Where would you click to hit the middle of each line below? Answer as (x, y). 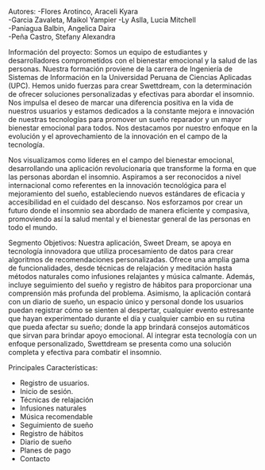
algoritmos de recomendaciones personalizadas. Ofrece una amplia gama (129, 260)
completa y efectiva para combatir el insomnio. (85, 352)
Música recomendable (56, 417)
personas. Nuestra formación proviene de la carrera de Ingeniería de (120, 69)
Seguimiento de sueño (56, 425)
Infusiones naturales (53, 408)
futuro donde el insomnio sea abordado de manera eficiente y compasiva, (129, 210)
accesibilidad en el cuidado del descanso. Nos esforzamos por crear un (126, 202)
